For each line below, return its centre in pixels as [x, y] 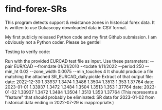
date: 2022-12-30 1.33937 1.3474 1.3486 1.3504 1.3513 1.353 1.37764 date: [80, 82]
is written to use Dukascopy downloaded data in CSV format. [66, 27]
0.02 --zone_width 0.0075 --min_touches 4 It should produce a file [86, 71]
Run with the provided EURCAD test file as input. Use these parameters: [77, 61]
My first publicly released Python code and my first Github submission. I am [81, 37]
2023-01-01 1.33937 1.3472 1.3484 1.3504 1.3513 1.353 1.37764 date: [74, 87]
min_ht [12, 71]
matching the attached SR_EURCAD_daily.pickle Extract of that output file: [79, 76]
